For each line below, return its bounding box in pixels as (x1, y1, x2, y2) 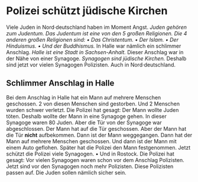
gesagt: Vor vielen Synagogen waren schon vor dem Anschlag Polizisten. (6, 156, 184, 163)
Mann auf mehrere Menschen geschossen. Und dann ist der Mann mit (6, 137, 177, 145)
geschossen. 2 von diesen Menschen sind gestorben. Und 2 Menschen (6, 100, 180, 107)
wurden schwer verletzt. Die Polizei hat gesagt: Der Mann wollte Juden (6, 106, 179, 113)
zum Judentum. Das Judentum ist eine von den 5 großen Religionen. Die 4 (6, 29, 187, 37)
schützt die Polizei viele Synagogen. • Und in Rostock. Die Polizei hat (6, 150, 174, 157)
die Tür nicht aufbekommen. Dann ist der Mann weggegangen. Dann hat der (6, 131, 193, 138)
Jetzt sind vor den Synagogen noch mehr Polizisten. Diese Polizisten (6, 163, 174, 170)
